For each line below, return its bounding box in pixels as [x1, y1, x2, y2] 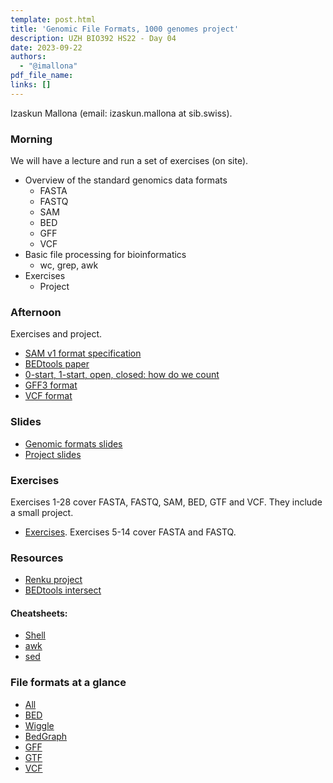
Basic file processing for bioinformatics [24, 249, 187, 261]
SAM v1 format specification [24, 347, 142, 360]
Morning [10, 132, 53, 146]
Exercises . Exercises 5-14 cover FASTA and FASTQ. [24, 526, 237, 538]
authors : [10, 52, 47, 62]
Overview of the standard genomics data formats [24, 174, 228, 186]
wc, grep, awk [39, 259, 99, 271]
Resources [10, 551, 64, 565]
